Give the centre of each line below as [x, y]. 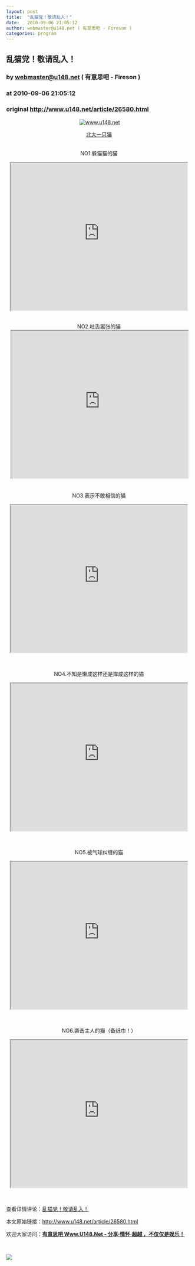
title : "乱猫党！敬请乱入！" [39, 17]
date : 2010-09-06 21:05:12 [42, 22]
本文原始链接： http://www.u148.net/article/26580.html [72, 1221]
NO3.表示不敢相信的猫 [99, 495]
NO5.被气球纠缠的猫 [99, 852]
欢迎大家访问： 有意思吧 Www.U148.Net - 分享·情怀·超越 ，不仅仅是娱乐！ [95, 1234]
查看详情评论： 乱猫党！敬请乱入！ [47, 1209]
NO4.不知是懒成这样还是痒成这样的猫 [99, 673]
